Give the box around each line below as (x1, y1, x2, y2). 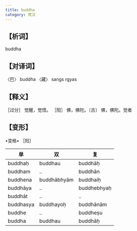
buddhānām (78, 201, 107, 208)
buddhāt (8, 192, 28, 200)
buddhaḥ (8, 160, 29, 167)
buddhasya (8, 201, 34, 208)
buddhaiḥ (78, 176, 101, 183)
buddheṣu (78, 209, 103, 216)
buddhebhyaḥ (78, 184, 112, 191)
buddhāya (8, 184, 32, 191)
